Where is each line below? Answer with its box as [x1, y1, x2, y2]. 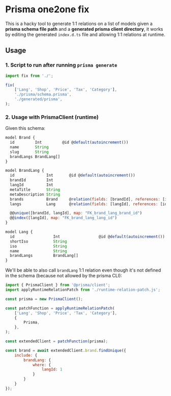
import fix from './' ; [5, 73, 53, 78]
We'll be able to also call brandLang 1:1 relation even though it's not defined [5, 267, 161, 273]
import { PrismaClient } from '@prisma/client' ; [5, 282, 110, 288]
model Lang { [5, 229, 33, 235]
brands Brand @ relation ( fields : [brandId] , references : [10, 196, 160, 202]
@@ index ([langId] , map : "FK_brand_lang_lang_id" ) [10, 215, 117, 221]
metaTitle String [10, 187, 60, 192]
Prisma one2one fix [5, 4, 90, 15]
